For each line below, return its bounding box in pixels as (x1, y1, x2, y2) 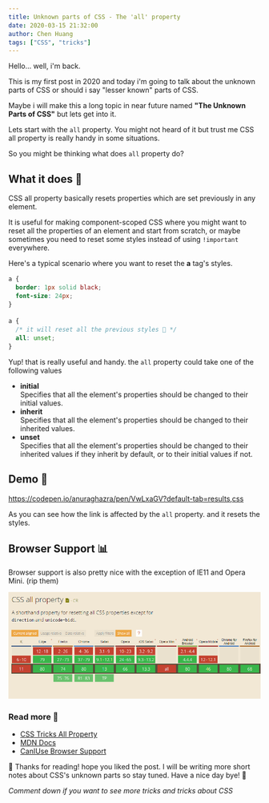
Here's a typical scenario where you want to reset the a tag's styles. (8, 259, 233, 268)
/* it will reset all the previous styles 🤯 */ (15, 325, 178, 334)
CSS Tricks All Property (19, 729, 98, 739)
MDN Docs (19, 738, 56, 748)
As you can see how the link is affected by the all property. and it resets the (8, 509, 260, 519)
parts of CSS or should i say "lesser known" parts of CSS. (8, 85, 199, 95)
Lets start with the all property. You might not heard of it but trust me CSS (8, 125, 255, 135)
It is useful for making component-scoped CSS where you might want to (8, 217, 247, 228)
